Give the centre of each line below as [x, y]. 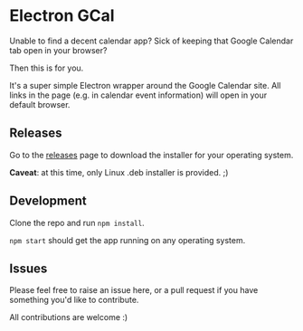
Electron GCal [62, 16]
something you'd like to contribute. [74, 300]
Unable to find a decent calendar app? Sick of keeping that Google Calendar [151, 41]
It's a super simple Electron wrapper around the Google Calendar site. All [145, 85]
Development [48, 201]
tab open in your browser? [58, 50]
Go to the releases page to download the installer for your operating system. [151, 155]
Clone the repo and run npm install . [77, 222]
